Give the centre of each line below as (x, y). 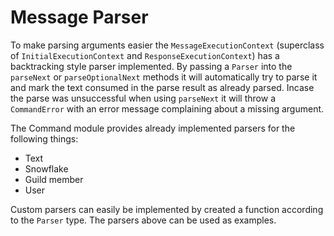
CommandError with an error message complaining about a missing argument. (167, 108)
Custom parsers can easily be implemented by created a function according (167, 209)
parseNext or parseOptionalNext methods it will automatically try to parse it (164, 77)
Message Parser (79, 17)
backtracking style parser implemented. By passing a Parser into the (151, 66)
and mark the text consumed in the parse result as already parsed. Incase (162, 87)
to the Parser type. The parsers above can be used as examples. (143, 220)
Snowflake (46, 168)
